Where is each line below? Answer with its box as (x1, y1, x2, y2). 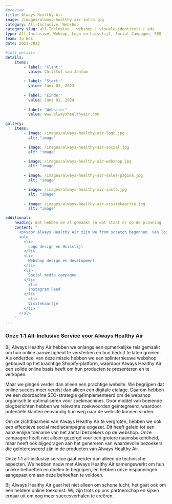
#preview (5, 7, 24, 13)
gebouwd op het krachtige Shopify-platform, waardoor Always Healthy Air (5, 360, 162, 367)
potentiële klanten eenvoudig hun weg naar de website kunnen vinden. (5, 408, 155, 414)
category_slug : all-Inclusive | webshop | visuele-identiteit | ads (5, 27, 155, 32)
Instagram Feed (28, 287, 60, 292)
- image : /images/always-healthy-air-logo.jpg (24, 131, 125, 136)
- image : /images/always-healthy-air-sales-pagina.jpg (24, 173, 143, 178)
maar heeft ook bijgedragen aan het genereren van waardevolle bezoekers (5, 440, 163, 446)
